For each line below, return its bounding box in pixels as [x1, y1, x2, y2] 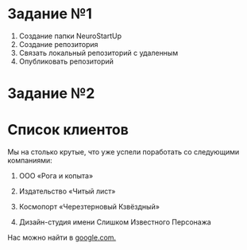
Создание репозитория [18, 39, 98, 49]
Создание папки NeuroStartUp [18, 31, 122, 41]
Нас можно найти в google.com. [7, 232, 117, 243]
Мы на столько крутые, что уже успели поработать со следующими [7, 147, 240, 157]
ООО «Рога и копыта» [18, 171, 94, 181]
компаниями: [7, 156, 52, 166]
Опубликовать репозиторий [18, 57, 114, 66]
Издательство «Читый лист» [18, 186, 116, 196]
